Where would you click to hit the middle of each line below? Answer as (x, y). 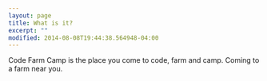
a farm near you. (36, 69)
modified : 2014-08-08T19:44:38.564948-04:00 (84, 38)
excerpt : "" (28, 30)
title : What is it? (41, 23)
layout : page (30, 15)
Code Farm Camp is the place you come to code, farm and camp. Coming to (134, 60)
